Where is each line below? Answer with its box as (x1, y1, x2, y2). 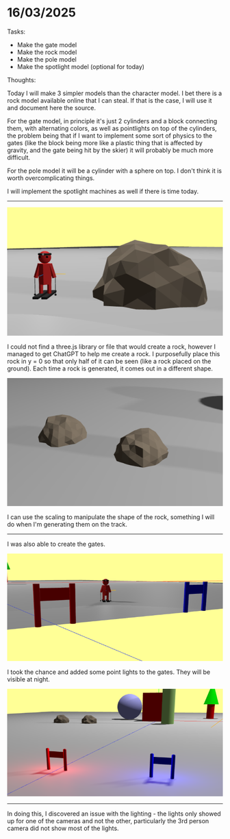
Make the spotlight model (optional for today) (16, 62, 145, 71)
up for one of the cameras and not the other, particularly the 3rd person (7, 816, 209, 825)
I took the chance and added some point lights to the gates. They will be (7, 668, 211, 676)
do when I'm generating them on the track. (7, 521, 128, 529)
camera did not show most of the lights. (7, 824, 119, 832)
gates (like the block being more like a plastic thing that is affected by (7, 138, 203, 147)
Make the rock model (16, 48, 77, 56)
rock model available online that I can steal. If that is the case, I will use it (7, 96, 212, 104)
